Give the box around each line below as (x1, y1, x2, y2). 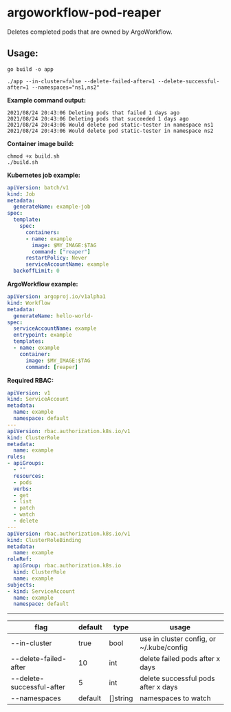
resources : (13, 472, 45, 479)
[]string (109, 693, 133, 703)
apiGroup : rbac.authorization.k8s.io (13, 563, 122, 569)
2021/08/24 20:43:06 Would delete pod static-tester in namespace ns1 (7, 121, 214, 128)
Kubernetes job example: (7, 171, 81, 179)
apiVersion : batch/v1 (7, 184, 69, 191)
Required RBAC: (7, 376, 54, 384)
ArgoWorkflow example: (7, 280, 78, 288)
